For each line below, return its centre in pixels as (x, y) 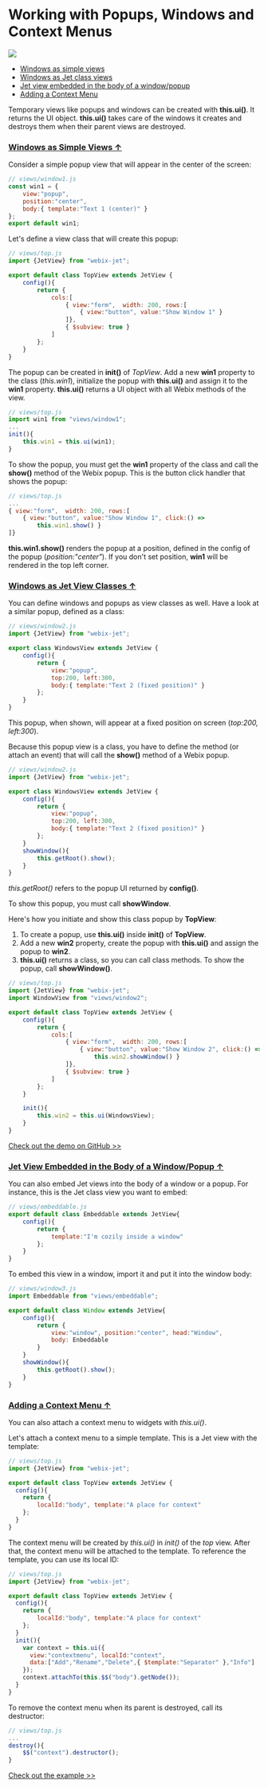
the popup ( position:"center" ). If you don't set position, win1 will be (118, 557)
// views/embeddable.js (48, 1207)
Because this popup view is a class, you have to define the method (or (124, 746)
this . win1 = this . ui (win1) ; (69, 442)
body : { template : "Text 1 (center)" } (85, 209)
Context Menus (61, 32)
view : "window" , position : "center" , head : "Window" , (137, 1333)
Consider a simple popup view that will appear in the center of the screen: (130, 164)
